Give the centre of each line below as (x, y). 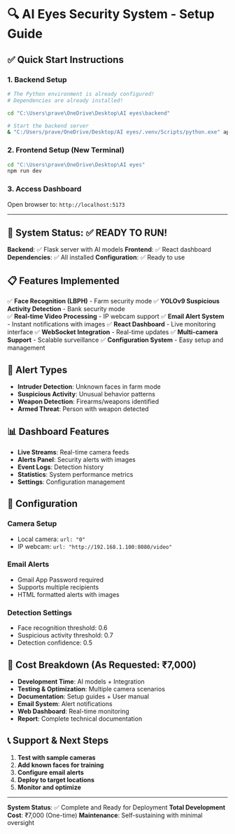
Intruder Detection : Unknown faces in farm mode (89, 387)
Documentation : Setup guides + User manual (83, 696)
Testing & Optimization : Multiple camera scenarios (91, 689)
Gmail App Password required (60, 580)
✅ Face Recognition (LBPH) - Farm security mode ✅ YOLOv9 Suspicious (114, 301)
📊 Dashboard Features (58, 432)
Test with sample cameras (56, 757)
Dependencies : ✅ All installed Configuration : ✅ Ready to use (96, 257)
